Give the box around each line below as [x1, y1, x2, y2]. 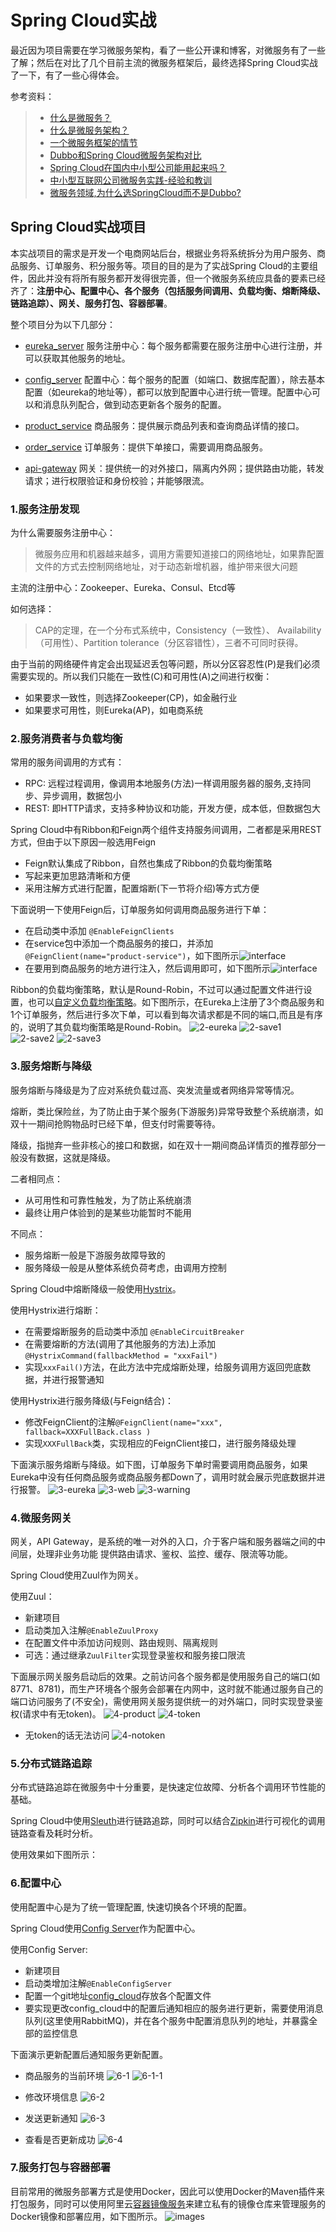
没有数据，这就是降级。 [18, 1151, 116, 1163]
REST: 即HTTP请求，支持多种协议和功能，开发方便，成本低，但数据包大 [24, 802, 322, 815]
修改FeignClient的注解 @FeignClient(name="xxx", [24, 1416, 223, 1428]
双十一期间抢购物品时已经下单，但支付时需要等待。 [10, 1117, 221, 1130]
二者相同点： [10, 1172, 63, 1185]
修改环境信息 [24, 2091, 78, 2103]
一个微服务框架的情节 [49, 136, 138, 148]
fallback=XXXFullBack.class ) [24, 1427, 152, 1437]
